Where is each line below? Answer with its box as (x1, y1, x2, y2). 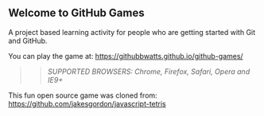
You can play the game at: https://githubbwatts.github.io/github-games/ (8, 51, 244, 60)
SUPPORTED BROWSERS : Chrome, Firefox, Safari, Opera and (47, 67, 250, 76)
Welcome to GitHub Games (8, 6, 145, 20)
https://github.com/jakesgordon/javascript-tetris (8, 99, 167, 108)
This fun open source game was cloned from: (8, 91, 157, 100)
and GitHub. (8, 36, 48, 45)
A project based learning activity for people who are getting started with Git (8, 27, 256, 37)
